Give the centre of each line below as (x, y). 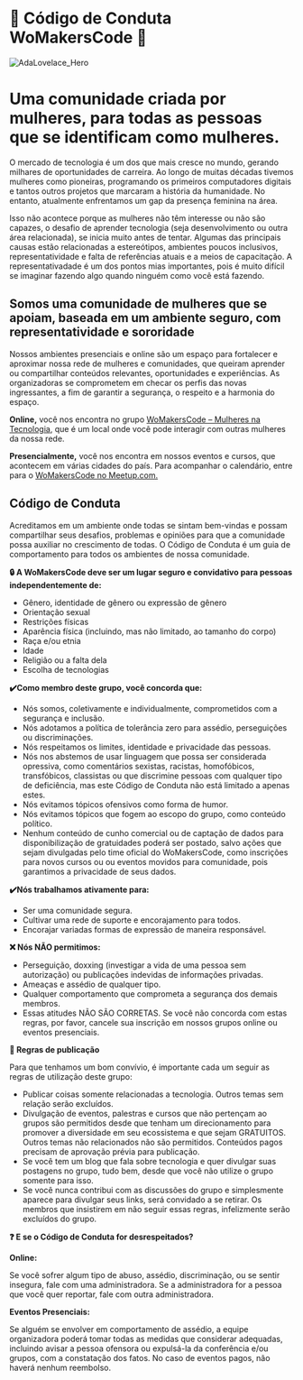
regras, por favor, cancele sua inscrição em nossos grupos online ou (150, 1022)
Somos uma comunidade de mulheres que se (138, 304)
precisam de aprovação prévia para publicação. (111, 1151)
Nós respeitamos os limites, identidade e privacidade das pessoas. (147, 747)
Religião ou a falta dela (64, 660)
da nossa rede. (37, 438)
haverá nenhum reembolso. (60, 1367)
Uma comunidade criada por (118, 99)
